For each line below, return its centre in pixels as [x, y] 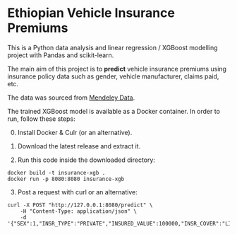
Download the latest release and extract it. [79, 146]
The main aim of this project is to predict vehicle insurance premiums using [117, 69]
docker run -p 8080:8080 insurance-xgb [66, 179]
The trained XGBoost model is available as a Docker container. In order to [114, 111]
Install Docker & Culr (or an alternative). [75, 132]
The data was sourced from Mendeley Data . [71, 98]
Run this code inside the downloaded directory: [86, 160]
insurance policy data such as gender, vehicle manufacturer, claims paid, [113, 76]
